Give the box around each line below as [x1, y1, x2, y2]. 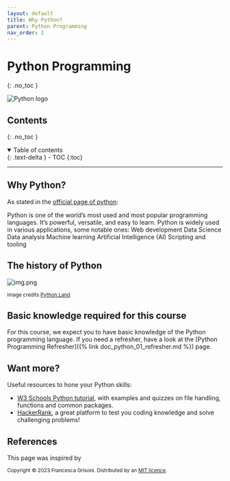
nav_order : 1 [7, 29, 44, 36]
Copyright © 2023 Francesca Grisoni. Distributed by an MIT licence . [7, 467, 168, 474]
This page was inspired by [7, 454, 81, 463]
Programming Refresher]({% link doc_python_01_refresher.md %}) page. [7, 343, 212, 351]
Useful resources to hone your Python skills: [7, 381, 132, 389]
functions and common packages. [16, 402, 114, 410]
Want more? [7, 362, 60, 374]
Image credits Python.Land [7, 291, 71, 298]
